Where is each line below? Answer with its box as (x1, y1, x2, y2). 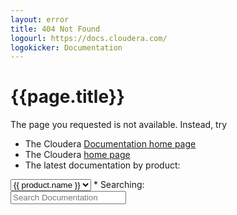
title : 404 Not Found (10, 24, 101, 34)
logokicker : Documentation (10, 42, 123, 53)
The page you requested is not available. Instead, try (10, 119, 228, 131)
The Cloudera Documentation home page (24, 138, 197, 150)
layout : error (10, 14, 70, 25)
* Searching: (93, 179, 145, 191)
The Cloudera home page (24, 149, 131, 161)
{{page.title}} (10, 86, 125, 108)
